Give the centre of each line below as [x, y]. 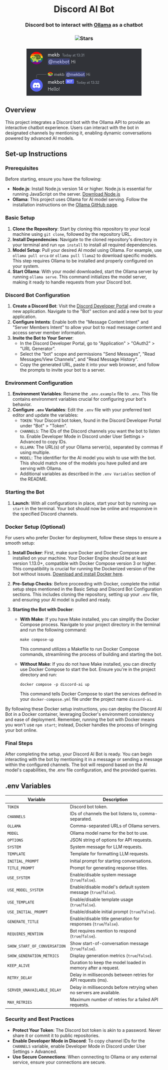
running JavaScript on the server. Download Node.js [66, 194]
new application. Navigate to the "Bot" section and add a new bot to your [87, 312]
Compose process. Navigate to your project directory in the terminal [90, 624]
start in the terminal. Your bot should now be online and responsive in [85, 508]
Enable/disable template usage [101, 899]
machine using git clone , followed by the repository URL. [72, 234]
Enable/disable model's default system [110, 887]
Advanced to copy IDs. [43, 442]
